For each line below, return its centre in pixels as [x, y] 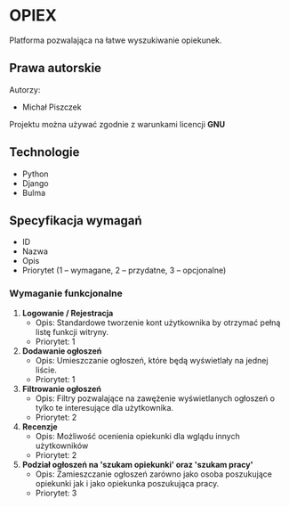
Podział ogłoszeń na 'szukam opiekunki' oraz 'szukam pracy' [137, 464]
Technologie [44, 152]
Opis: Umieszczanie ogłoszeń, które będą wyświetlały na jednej [152, 360]
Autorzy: [25, 89]
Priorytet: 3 [56, 493]
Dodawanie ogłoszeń [62, 351]
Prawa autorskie [56, 68]
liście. [46, 370]
